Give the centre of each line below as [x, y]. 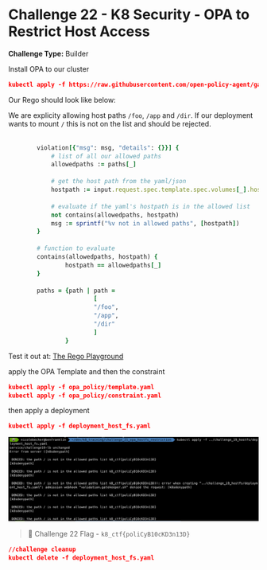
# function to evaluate [76, 248]
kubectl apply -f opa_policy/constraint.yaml [85, 396]
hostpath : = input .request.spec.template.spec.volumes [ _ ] [149, 190]
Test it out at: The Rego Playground [66, 356]
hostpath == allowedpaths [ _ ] [113, 265]
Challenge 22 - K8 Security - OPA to [129, 15]
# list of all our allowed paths [106, 156]
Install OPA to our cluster [49, 68]
